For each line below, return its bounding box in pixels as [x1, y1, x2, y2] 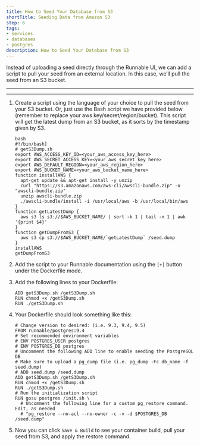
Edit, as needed [14, 406, 55, 412]
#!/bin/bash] [14, 141, 48, 147]
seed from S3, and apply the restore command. [14, 432, 131, 440]
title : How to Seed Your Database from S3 [6, 8, 113, 15]
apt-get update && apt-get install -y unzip [20, 177, 133, 183]
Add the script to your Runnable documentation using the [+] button [14, 260, 183, 268]
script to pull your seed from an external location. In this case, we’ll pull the [6, 70, 190, 77]
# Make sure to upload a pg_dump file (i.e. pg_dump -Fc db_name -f [14, 359, 189, 365]
